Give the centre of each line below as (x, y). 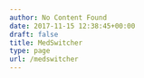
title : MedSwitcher (46, 43)
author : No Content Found (58, 17)
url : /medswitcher (44, 59)
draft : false (34, 34)
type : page (30, 51)
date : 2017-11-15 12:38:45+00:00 (72, 26)
